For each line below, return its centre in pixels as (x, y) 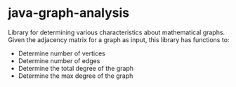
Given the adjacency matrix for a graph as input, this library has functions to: (119, 39)
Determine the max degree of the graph (76, 76)
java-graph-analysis (69, 13)
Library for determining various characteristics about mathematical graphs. (117, 32)
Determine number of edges (59, 60)
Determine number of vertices (62, 53)
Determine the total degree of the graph (76, 68)
